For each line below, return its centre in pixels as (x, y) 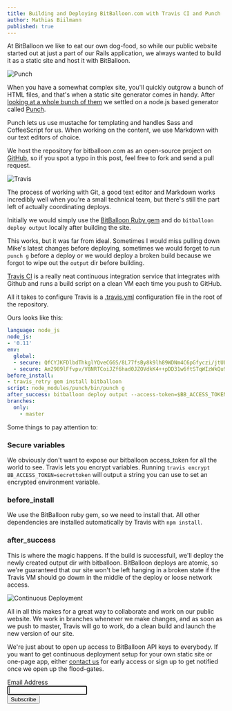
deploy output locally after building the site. (69, 228)
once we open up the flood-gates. (56, 669)
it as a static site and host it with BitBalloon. (69, 61)
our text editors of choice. (44, 137)
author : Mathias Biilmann (44, 20)
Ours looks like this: (35, 318)
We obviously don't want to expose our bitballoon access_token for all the (112, 460)
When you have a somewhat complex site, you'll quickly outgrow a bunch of (115, 88)
